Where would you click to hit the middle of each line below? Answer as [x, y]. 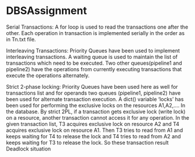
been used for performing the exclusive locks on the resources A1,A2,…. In [96, 105]
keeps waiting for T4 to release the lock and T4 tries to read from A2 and [93, 136]
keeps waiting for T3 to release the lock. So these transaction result [88, 142]
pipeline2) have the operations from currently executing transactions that [94, 69]
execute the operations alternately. [48, 75]
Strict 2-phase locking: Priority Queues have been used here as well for [92, 86]
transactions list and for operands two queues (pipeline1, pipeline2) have [93, 93]
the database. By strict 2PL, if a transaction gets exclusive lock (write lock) [96, 111]
